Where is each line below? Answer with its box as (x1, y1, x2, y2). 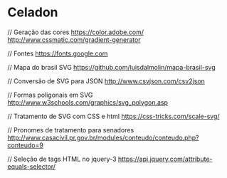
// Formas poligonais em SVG (7, 90, 93, 99)
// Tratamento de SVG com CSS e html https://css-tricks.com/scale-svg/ (7, 112, 220, 120)
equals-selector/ (7, 162, 56, 171)
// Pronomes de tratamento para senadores (7, 125, 134, 134)
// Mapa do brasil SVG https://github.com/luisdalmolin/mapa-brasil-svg (7, 63, 216, 71)
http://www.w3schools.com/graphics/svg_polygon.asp (7, 98, 169, 107)
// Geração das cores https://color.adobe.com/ (7, 28, 144, 36)
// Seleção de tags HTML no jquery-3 (7, 155, 117, 163)
